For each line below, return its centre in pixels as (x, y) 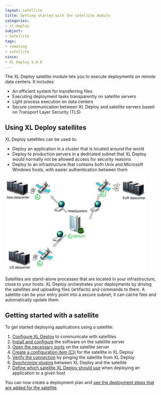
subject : (14, 31)
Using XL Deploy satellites (46, 127)
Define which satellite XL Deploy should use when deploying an (76, 368)
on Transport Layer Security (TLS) (46, 112)
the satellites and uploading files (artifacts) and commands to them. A (75, 290)
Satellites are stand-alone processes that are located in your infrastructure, (80, 279)
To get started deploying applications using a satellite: (59, 327)
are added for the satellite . (31, 388)
